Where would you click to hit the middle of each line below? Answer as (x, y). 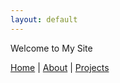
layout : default (44, 19)
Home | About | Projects (60, 67)
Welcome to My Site (51, 48)
